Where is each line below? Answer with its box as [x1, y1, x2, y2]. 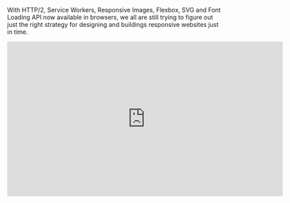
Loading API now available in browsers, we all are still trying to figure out [7, 13, 214, 21]
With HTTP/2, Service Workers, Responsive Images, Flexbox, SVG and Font [7, 6, 221, 14]
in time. [7, 28, 29, 36]
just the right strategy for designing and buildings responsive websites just [7, 21, 219, 28]
